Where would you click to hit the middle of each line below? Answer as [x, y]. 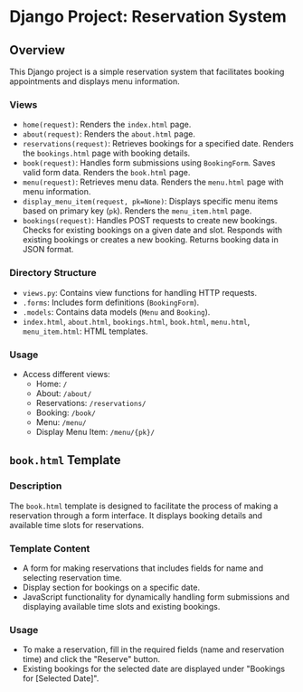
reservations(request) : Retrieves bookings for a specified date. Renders [158, 144]
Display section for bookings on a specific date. [111, 587]
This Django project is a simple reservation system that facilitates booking [147, 71]
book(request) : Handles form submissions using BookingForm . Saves [149, 163]
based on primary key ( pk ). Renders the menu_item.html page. [137, 211]
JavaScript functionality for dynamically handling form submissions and [156, 597]
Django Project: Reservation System [148, 17]
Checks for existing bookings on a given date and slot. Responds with [152, 230]
